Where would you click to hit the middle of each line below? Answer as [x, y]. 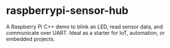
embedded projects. [31, 39]
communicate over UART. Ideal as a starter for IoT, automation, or [86, 32]
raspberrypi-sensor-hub [67, 11]
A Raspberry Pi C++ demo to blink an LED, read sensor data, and [85, 27]
